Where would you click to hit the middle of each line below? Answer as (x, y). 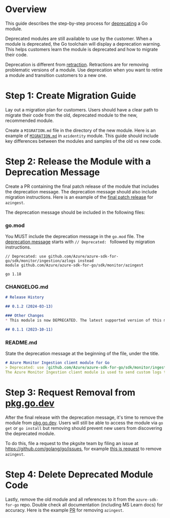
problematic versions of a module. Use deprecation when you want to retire (84, 70)
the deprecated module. (30, 433)
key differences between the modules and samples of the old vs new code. (83, 141)
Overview (26, 9)
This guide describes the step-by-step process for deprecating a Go (76, 23)
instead (86, 261)
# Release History (25, 297)
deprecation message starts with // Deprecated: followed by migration (80, 242)
